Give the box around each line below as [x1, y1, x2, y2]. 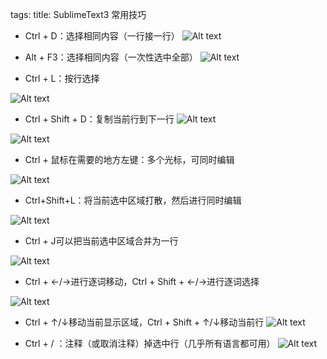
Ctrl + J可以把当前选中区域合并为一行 [24, 235, 179, 247]
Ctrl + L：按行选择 [24, 73, 100, 84]
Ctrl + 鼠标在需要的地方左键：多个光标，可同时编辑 [24, 154, 235, 165]
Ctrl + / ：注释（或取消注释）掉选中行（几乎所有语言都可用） [24, 338, 276, 349]
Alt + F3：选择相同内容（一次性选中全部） [24, 51, 198, 63]
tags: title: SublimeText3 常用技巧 [10, 9, 147, 20]
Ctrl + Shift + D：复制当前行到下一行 [24, 113, 175, 125]
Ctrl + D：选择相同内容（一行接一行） [24, 30, 180, 42]
